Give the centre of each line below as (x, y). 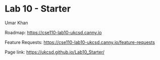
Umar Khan (16, 23)
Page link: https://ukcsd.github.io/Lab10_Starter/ (55, 52)
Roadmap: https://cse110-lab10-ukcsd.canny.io (53, 32)
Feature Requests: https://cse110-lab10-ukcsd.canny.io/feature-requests (80, 42)
